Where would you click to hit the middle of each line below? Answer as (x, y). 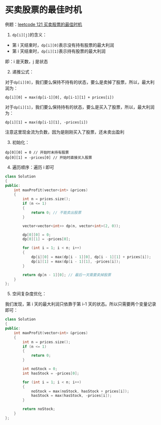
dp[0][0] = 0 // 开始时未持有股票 (37, 152)
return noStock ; (39, 409)
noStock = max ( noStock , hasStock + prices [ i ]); (80, 391)
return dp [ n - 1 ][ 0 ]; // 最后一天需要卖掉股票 (67, 275)
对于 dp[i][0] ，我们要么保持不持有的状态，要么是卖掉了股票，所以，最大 (78, 82)
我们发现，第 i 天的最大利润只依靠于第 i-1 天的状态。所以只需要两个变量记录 (81, 304)
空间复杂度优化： (29, 294)
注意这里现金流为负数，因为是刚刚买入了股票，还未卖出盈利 (65, 132)
